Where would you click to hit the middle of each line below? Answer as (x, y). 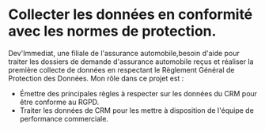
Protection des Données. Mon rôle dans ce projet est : (96, 78)
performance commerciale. (64, 118)
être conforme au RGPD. (59, 102)
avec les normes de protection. (112, 31)
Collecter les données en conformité (131, 15)
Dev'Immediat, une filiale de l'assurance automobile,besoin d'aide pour (124, 53)
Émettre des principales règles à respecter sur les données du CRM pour (138, 93)
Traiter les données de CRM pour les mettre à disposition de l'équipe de (137, 110)
